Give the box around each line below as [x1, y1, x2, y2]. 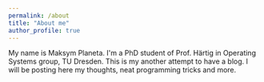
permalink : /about [8, 11, 70, 20]
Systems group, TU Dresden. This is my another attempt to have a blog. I [8, 57, 248, 66]
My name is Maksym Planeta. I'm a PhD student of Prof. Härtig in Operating [8, 49, 256, 58]
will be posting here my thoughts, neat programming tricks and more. [8, 65, 237, 75]
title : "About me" [8, 19, 70, 27]
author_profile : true [8, 26, 81, 34]
